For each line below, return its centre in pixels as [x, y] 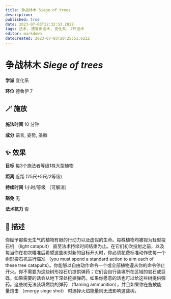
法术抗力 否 [17, 209]
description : [19, 15]
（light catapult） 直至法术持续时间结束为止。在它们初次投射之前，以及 [90, 246]
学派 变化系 [17, 80]
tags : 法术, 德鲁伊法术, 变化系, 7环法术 [45, 29]
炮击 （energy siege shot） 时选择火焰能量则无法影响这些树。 [74, 291]
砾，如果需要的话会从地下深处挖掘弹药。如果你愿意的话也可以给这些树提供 [83, 278]
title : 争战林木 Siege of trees [38, 10]
